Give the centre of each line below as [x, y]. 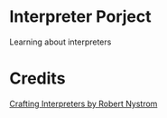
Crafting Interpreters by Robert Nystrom [83, 103]
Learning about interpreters [60, 42]
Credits [37, 79]
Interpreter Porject [80, 17]
